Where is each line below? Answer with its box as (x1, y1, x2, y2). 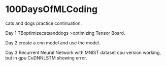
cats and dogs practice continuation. (5, 20, 82, 26)
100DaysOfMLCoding (5, 4, 98, 15)
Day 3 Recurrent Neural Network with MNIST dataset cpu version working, (5, 49, 161, 55)
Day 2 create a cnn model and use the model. (5, 39, 101, 46)
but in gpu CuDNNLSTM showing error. (5, 54, 87, 61)
